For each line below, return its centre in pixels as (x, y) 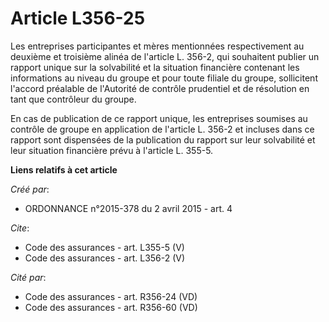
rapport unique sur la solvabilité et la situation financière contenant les (155, 67)
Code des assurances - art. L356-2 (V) (105, 258)
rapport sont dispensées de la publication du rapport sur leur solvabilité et (163, 139)
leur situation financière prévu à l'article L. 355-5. (112, 150)
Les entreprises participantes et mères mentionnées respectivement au (157, 46)
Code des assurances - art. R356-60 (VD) (111, 307)
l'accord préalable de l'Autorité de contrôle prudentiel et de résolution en (160, 88)
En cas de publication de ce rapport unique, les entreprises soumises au (159, 118)
